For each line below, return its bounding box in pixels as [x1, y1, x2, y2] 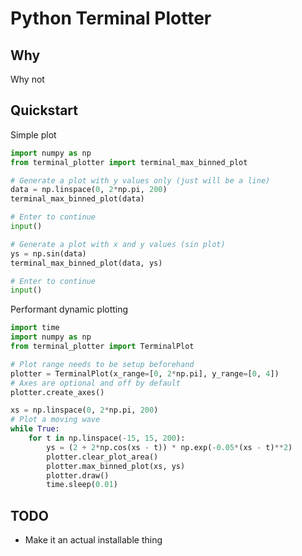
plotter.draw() [46, 470, 110, 481]
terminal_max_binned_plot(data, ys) [10, 258, 163, 268]
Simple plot [10, 128, 57, 141]
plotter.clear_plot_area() [46, 452, 159, 462]
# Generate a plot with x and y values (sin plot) [10, 239, 226, 249]
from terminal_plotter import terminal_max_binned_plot [10, 157, 248, 167]
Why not [10, 73, 45, 85]
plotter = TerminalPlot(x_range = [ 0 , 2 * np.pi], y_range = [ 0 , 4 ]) [10, 368, 280, 379]
